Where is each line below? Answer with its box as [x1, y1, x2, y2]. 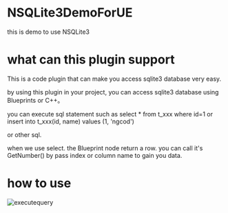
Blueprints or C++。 [7, 96, 64, 104]
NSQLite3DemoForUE [7, 5, 133, 21]
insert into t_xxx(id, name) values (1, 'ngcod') [7, 117, 134, 125]
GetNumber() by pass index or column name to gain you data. [7, 151, 183, 159]
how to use [7, 176, 72, 191]
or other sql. [7, 130, 42, 139]
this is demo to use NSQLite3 [7, 28, 90, 36]
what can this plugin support [7, 52, 175, 68]
